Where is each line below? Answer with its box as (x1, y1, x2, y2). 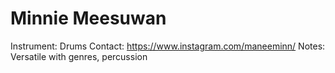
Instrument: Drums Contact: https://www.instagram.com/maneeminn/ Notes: (10, 40, 326, 52)
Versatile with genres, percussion (10, 50, 148, 62)
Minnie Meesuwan (10, 7, 167, 30)
